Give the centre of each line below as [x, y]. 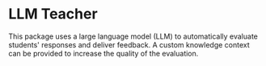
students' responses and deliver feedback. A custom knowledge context [129, 44]
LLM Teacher [53, 14]
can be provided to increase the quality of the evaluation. [103, 53]
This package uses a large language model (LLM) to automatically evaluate [133, 36]
